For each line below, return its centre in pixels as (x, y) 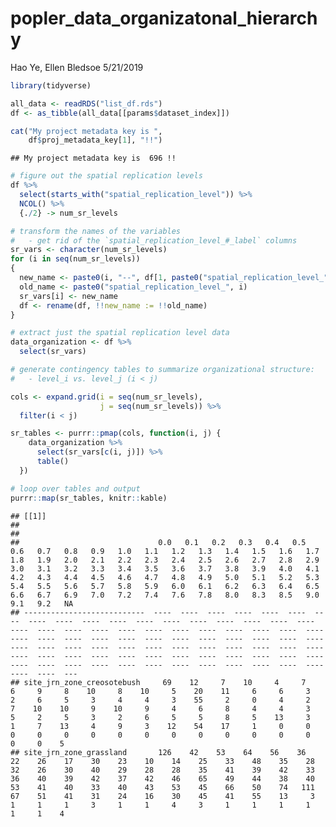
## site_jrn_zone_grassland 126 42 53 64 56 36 (158, 752)
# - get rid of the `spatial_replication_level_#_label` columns (154, 240)
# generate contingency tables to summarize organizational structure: (162, 370)
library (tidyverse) (51, 85)
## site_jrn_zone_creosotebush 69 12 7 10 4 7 (158, 682)
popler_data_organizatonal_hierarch (164, 18)
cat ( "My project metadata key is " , (86, 131)
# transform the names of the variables (96, 231)
